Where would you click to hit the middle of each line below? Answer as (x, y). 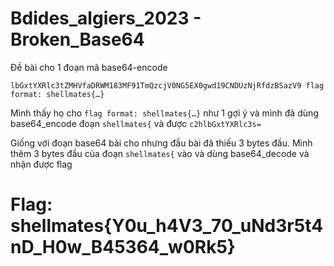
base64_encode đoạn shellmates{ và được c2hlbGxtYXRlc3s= (136, 123)
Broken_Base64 (77, 39)
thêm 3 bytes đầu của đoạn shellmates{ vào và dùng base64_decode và (160, 153)
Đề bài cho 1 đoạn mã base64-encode (89, 67)
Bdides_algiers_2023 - (106, 18)
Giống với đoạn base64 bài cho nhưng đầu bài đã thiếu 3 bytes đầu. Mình (161, 143)
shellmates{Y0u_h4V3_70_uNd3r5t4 (167, 226)
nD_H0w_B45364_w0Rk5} (123, 247)
